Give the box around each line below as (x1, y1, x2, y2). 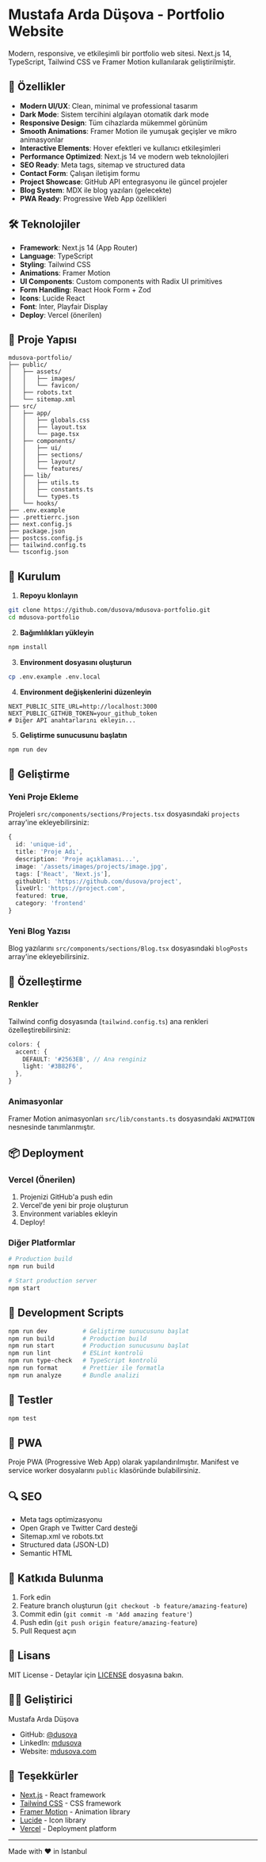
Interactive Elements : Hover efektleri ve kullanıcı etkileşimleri (19, 143, 221, 152)
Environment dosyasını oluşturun (19, 657, 132, 667)
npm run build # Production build (8, 1334, 147, 1343)
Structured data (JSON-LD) (19, 1540, 109, 1550)
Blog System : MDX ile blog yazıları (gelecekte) (19, 185, 173, 195)
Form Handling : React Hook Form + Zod (19, 285, 152, 294)
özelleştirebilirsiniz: (8, 1025, 71, 1034)
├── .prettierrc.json (8, 514, 80, 522)
